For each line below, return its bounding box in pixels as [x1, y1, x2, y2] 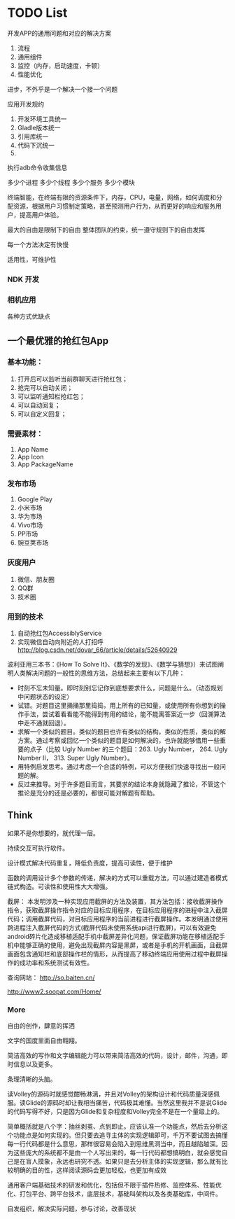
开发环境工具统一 [17, 114, 67, 123]
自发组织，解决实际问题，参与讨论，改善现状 [7, 1204, 136, 1213]
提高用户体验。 [19, 210, 63, 218]
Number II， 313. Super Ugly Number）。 [17, 754, 134, 762]
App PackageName [17, 460, 73, 468]
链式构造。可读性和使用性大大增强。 [7, 882, 112, 891]
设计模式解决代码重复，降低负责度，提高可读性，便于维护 [7, 858, 173, 867]
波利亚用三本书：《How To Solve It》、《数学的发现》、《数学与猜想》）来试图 [7, 660, 218, 669]
